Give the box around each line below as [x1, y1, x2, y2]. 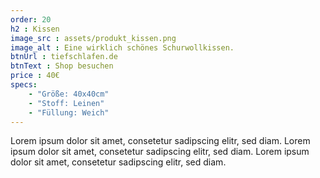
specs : [10, 80, 38, 90]
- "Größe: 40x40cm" [28, 89, 110, 99]
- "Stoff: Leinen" [28, 98, 105, 108]
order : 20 [10, 14, 52, 25]
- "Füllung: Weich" [28, 107, 110, 118]
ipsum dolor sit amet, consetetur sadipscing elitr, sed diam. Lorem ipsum [10, 146, 310, 158]
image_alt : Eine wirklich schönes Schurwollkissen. [10, 42, 235, 53]
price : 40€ [10, 71, 60, 81]
